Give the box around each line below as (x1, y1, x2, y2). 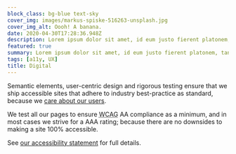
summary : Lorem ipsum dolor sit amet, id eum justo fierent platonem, (7, 50, 218, 57)
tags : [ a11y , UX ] (7, 56, 58, 63)
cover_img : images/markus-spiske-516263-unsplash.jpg (7, 17, 169, 24)
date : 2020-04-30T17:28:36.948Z (7, 29, 102, 37)
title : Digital (7, 62, 52, 69)
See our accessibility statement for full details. (7, 138, 142, 147)
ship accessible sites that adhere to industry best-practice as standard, (7, 89, 214, 97)
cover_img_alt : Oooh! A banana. (7, 23, 102, 30)
